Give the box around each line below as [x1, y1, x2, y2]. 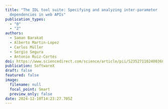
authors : [5, 31, 23, 36]
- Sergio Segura [9, 49, 43, 54]
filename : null [9, 82, 41, 87]
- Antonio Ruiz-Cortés [9, 54, 57, 59]
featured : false [5, 73, 39, 78]
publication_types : [5, 17, 46, 22]
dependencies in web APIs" [9, 12, 66, 17]
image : [5, 77, 19, 82]
